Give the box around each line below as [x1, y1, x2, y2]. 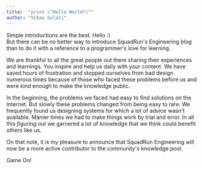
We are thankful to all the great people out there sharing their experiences [6, 56, 192, 63]
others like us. [6, 126, 41, 134]
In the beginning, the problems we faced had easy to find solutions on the [6, 94, 192, 101]
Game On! [6, 156, 32, 164]
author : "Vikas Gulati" [6, 15, 67, 21]
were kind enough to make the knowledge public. [6, 82, 130, 89]
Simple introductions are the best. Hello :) [6, 31, 111, 38]
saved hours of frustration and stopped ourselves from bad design [6, 69, 174, 76]
